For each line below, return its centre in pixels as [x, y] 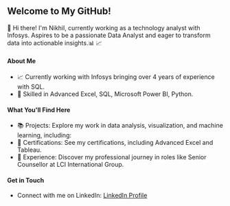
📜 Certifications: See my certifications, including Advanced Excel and [115, 143]
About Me [22, 61]
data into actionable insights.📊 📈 [55, 43]
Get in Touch [26, 180]
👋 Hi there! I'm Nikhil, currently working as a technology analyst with [104, 27]
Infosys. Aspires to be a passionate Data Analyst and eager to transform [109, 35]
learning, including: [44, 135]
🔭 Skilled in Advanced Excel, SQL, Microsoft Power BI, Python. [105, 94]
